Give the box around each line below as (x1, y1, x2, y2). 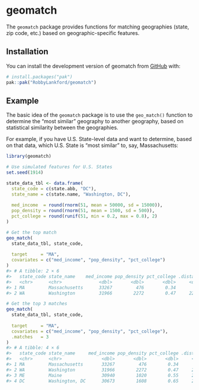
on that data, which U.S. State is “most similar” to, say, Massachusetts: (6, 142, 179, 149)
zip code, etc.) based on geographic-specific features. (6, 29, 140, 36)
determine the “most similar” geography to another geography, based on (6, 118, 184, 125)
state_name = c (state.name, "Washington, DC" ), (11, 191, 131, 197)
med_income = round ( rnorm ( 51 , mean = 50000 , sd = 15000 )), (11, 202, 163, 208)
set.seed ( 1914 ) (6, 170, 44, 175)
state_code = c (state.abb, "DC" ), (11, 186, 97, 191)
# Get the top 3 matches (6, 301, 68, 307)
